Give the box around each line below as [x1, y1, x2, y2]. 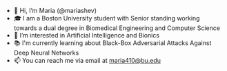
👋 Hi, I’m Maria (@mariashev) [13, 7, 97, 14]
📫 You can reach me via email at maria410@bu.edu [13, 57, 161, 64]
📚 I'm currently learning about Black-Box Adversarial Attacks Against [13, 39, 212, 47]
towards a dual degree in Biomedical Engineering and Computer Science [13, 24, 221, 32]
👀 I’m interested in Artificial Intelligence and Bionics [13, 31, 160, 39]
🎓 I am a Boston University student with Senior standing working [13, 14, 200, 22]
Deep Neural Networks [13, 48, 79, 57]
